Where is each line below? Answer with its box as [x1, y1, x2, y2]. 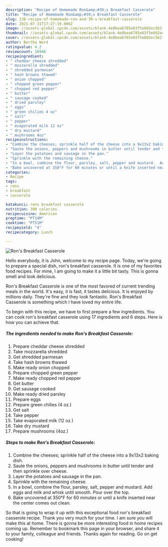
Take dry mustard [12, 423, 49, 429]
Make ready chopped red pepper [12, 375, 81, 381]
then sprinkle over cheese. [12, 468, 68, 474]
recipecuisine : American [5, 211, 57, 216]
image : [5, 26, 19, 31]
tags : [5, 179, 17, 184]
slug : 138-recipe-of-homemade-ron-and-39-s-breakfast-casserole [5, 16, 142, 21]
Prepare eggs [12, 396, 41, 402]
